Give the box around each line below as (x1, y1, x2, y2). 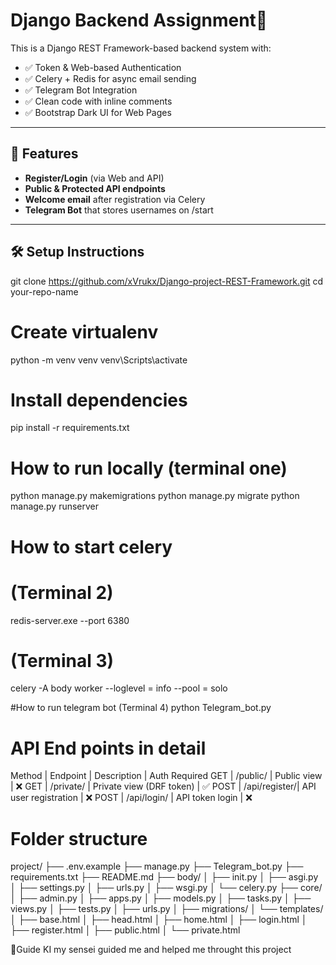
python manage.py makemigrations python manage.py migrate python (10, 490, 300, 502)
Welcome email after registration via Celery (24, 193, 206, 205)
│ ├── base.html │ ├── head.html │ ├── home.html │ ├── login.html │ (10, 914, 308, 926)
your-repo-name (10, 285, 79, 298)
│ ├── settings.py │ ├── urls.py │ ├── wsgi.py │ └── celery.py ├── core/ (10, 882, 323, 894)
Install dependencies (10, 389, 188, 411)
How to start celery (10, 535, 173, 558)
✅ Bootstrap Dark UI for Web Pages (24, 106, 172, 118)
